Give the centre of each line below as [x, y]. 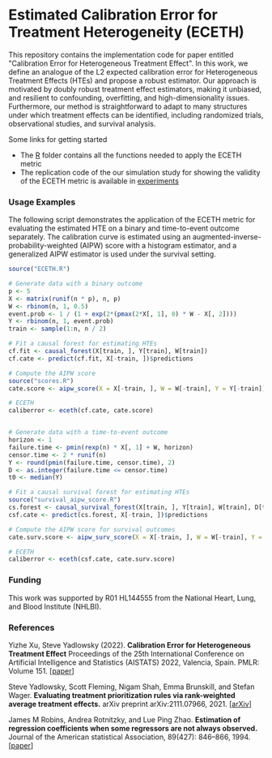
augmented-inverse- [227, 237]
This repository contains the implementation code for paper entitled [121, 54]
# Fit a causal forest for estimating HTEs [83, 344]
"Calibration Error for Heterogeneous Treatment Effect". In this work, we [128, 63]
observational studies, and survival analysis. [82, 123]
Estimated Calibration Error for [113, 15]
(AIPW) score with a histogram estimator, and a [158, 246]
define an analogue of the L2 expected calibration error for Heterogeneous [133, 71]
